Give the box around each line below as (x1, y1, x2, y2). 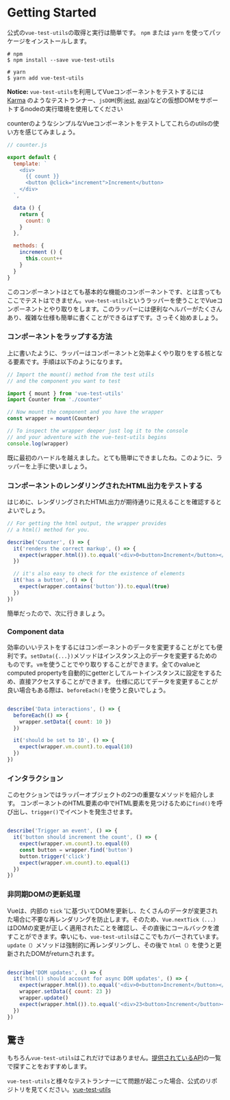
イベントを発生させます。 (64, 808, 137, 816)
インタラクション (7, 774, 64, 783)
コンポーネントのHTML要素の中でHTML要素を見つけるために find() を (20, 799, 217, 807)
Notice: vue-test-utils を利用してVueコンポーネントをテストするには (7, 87, 204, 95)
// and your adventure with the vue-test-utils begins (7, 433, 167, 440)
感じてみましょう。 (25, 128, 79, 136)
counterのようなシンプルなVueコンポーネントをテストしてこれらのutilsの (7, 119, 214, 128)
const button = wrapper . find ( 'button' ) (19, 846, 133, 853)
